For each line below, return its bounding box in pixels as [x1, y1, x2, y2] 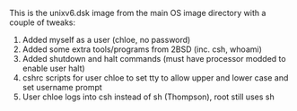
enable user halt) [22, 63, 85, 73]
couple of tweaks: [9, 17, 76, 28]
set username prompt [22, 82, 103, 92]
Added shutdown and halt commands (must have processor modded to [22, 54, 286, 64]
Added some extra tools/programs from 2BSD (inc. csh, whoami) [22, 44, 263, 55]
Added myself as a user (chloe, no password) [22, 35, 191, 45]
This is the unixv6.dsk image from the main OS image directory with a [9, 8, 266, 18]
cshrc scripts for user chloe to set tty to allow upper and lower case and [22, 73, 289, 83]
